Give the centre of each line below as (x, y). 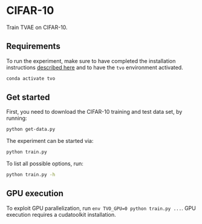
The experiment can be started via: (50, 141)
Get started (28, 97)
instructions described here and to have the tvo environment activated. (95, 67)
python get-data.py (31, 130)
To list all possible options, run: (45, 163)
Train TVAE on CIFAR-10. (37, 27)
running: (17, 118)
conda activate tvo (31, 78)
